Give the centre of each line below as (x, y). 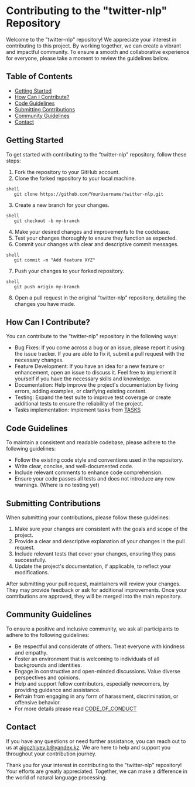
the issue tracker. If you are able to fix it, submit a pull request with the (99, 354)
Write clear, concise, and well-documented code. (74, 466)
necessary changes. (39, 360)
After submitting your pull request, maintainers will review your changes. (93, 584)
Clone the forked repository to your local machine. (75, 178)
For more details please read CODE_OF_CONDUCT (76, 708)
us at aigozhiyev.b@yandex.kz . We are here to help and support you (88, 747)
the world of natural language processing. (57, 777)
